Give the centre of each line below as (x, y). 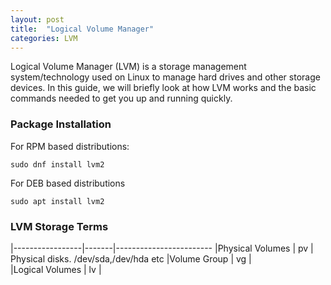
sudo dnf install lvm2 (57, 164)
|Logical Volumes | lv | (56, 269)
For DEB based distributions (68, 183)
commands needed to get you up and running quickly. (121, 98)
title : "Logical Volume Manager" (82, 29)
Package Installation (61, 124)
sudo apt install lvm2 (57, 201)
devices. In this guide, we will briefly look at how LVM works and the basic (163, 88)
